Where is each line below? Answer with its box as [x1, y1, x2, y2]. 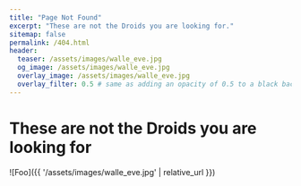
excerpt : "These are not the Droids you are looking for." [9, 21, 235, 30]
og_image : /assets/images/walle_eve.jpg [17, 63, 170, 72]
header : [9, 46, 39, 55]
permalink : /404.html [9, 38, 90, 47]
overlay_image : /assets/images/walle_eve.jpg [17, 72, 191, 80]
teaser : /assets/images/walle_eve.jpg [17, 55, 163, 63]
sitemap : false [9, 30, 66, 38]
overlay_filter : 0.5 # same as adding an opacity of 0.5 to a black [17, 80, 279, 89]
